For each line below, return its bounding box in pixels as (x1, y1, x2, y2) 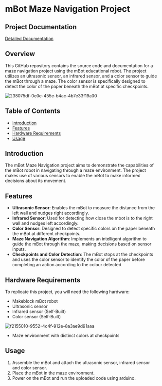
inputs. (12, 246, 26, 252)
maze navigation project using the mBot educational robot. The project (5, 68, 147, 74)
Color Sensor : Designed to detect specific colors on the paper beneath (12, 225, 155, 232)
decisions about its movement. (5, 178, 67, 184)
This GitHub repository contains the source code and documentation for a (5, 62, 153, 69)
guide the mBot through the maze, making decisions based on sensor (12, 241, 152, 247)
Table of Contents (5, 107, 61, 115)
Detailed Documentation (5, 36, 54, 41)
